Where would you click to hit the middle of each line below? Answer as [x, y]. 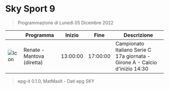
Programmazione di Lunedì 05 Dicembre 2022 [65, 23]
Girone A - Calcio [136, 62]
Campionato [130, 43]
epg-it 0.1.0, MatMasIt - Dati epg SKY [56, 81]
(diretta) [33, 62]
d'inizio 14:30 [132, 68]
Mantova [34, 56]
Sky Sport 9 [30, 9]
